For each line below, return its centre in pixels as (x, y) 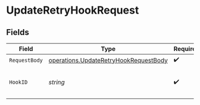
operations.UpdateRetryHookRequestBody (108, 60)
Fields (18, 32)
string (57, 82)
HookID (18, 82)
